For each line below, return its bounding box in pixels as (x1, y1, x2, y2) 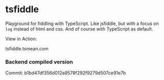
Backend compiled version (5, 58, 73, 65)
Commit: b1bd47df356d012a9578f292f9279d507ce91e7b (5, 70, 127, 76)
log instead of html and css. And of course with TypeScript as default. (5, 25, 153, 32)
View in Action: (5, 36, 37, 42)
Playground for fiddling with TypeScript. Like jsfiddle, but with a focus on (5, 20, 159, 26)
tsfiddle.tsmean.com (5, 45, 49, 51)
